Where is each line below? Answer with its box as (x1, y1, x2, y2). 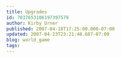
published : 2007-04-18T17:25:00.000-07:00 (6, 25, 115, 32)
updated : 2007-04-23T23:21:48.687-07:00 (6, 31, 110, 37)
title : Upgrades (6, 8, 47, 15)
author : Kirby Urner (6, 20, 59, 26)
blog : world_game (6, 37, 50, 43)
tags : (6, 43, 20, 49)
